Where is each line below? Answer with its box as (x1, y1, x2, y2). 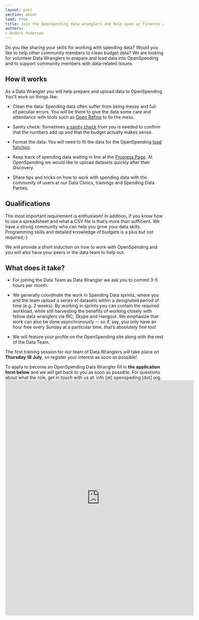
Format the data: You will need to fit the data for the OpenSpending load (12, 139, 162, 145)
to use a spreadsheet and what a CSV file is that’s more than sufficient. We (5, 218, 160, 224)
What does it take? (5, 264, 65, 273)
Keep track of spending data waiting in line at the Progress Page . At (12, 154, 153, 160)
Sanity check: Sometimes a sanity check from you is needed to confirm (12, 123, 161, 130)
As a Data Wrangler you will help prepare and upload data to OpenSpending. (5, 88, 163, 94)
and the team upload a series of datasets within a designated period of (12, 297, 159, 304)
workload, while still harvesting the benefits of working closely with (12, 308, 152, 314)
